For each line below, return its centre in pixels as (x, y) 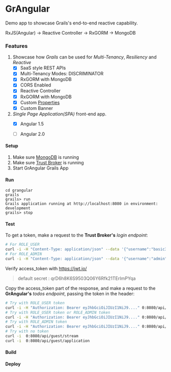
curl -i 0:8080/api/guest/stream (42, 336)
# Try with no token (27, 331)
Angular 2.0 (32, 134)
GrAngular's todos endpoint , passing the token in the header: (70, 294)
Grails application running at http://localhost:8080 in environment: (82, 204)
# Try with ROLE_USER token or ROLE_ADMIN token (58, 312)
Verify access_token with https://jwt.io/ (46, 268)
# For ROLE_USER (22, 245)
